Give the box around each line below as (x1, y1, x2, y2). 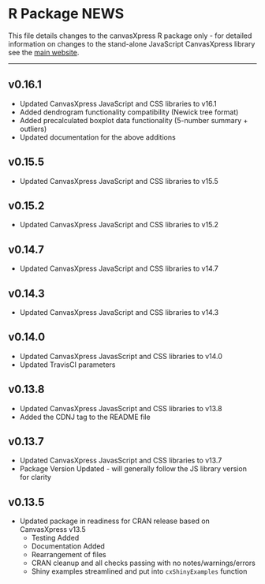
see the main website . (8, 47, 80, 57)
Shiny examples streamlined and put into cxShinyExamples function (31, 567, 248, 576)
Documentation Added (31, 541, 105, 551)
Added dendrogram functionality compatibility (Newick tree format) (19, 107, 239, 117)
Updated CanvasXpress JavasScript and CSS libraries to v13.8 (19, 403, 222, 413)
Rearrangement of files (31, 550, 106, 560)
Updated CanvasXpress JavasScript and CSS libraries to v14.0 (19, 351, 223, 361)
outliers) (19, 124, 47, 133)
